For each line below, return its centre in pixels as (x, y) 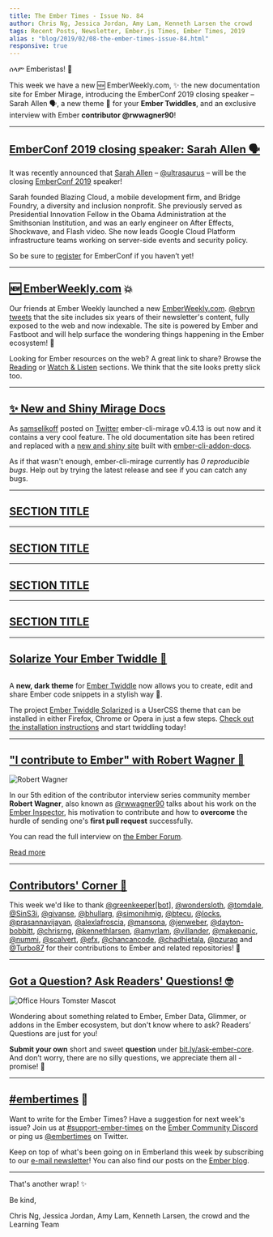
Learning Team (34, 1224)
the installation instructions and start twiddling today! (98, 727)
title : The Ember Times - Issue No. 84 (77, 16)
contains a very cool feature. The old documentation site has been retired (132, 437)
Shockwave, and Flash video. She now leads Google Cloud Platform (122, 231)
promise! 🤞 (27, 1067)
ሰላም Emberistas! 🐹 (41, 69)
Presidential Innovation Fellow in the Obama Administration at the (118, 214)
